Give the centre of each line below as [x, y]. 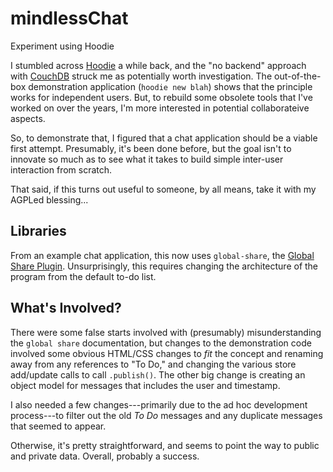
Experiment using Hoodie [62, 46]
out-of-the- [297, 76]
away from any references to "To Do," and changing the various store [153, 364]
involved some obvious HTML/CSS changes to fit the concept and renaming [167, 353]
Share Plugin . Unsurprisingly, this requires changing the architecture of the [164, 266]
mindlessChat [69, 18]
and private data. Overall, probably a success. [105, 456]
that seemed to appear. [58, 426]
